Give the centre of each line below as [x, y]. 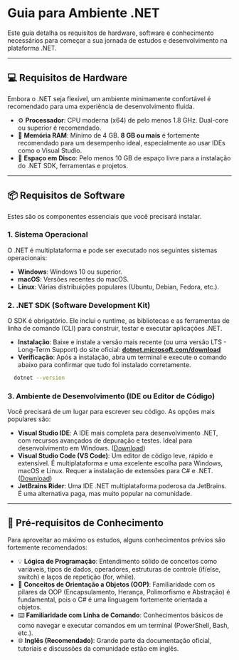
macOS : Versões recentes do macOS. [73, 279]
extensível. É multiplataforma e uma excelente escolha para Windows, [120, 463]
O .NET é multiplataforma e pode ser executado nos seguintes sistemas [112, 250]
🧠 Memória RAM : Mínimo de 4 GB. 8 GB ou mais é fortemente [109, 135]
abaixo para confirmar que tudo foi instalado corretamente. [104, 365]
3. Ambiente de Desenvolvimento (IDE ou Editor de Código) [111, 396]
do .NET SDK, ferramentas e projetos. [73, 165]
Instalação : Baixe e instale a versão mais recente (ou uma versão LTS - [122, 342]
